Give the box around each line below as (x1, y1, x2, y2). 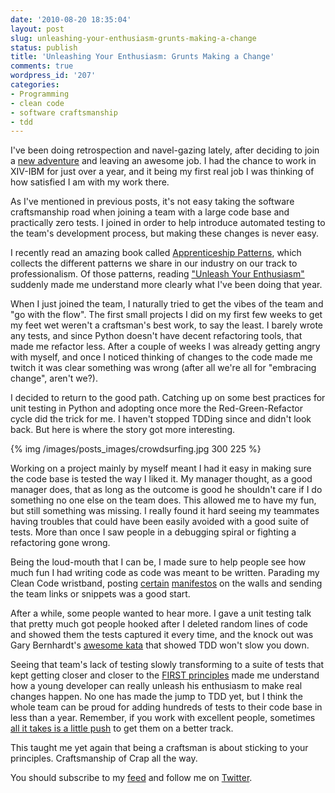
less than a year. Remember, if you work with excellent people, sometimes (10, 712, 316, 724)
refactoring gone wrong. (10, 537, 111, 549)
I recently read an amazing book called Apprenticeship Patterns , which (10, 247, 302, 259)
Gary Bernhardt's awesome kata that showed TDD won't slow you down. (10, 639, 310, 651)
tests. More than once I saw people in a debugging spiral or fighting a (10, 526, 297, 538)
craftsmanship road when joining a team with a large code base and (10, 206, 290, 218)
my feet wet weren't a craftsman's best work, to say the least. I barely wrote (10, 319, 323, 331)
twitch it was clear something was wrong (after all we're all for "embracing (10, 362, 317, 374)
